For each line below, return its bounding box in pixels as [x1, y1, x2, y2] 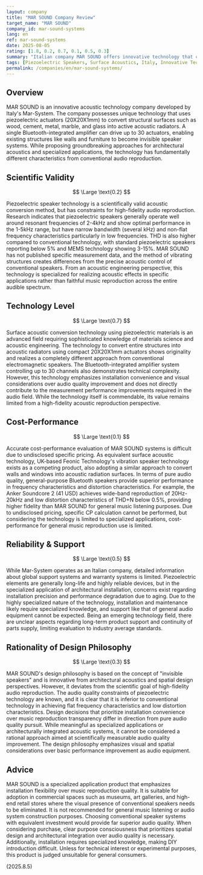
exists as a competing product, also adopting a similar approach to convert [6, 463, 193, 471]
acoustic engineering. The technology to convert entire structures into [6, 341, 181, 349]
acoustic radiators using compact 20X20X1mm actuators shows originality [6, 348, 192, 355]
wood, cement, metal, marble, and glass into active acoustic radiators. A [6, 123, 186, 130]
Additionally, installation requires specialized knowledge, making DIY [6, 838, 177, 846]
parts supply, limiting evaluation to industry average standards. [6, 625, 163, 632]
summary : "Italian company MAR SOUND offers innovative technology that [6, 54, 193, 60]
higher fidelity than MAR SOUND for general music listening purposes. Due [6, 502, 193, 509]
